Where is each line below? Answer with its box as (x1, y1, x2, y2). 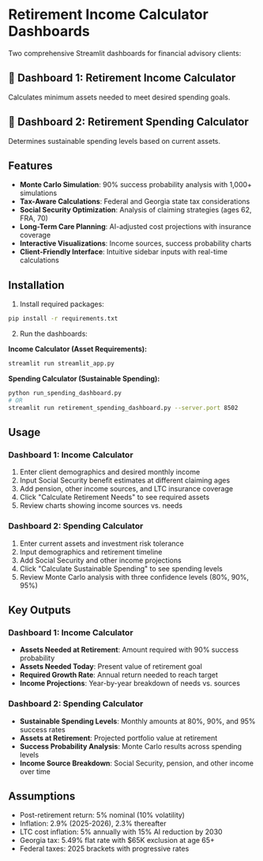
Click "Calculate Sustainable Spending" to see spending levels (19, 563, 223, 573)
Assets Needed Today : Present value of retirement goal (19, 662, 203, 671)
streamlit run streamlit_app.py (8, 359, 115, 368)
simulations (19, 188, 58, 198)
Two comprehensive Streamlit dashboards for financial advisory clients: (8, 48, 242, 58)
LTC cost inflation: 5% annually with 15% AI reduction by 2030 (19, 827, 223, 837)
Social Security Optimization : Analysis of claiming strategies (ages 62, (19, 205, 252, 215)
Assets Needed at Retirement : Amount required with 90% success (19, 645, 239, 655)
